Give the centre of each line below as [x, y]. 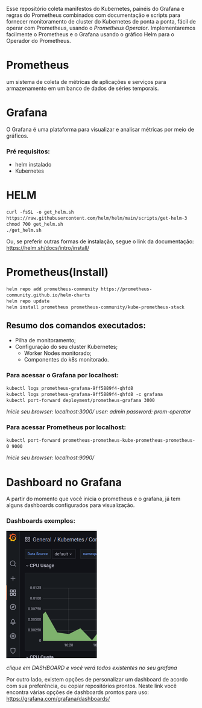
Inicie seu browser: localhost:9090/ [50, 458]
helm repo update [28, 301]
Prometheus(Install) [57, 273]
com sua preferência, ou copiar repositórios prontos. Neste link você [91, 686]
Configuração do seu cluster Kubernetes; [66, 346]
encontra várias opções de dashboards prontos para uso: [78, 692]
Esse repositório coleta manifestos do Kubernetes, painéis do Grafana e [96, 9]
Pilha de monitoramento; [46, 340]
